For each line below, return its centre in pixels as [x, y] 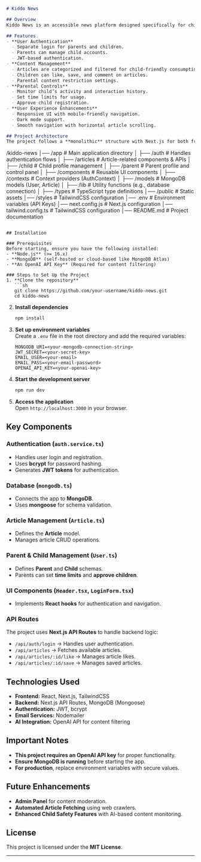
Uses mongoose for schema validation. [63, 505]
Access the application [44, 402]
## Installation [26, 233]
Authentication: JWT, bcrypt [51, 709]
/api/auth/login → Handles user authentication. [74, 644]
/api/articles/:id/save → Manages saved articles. [78, 663]
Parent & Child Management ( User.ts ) [62, 555]
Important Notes [37, 740]
